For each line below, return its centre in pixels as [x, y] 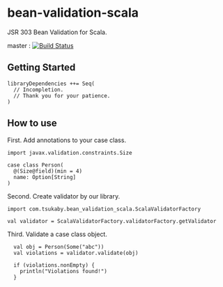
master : [19, 45]
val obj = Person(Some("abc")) [59, 247]
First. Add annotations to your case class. [67, 140]
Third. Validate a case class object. [57, 234]
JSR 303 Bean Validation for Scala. [57, 32]
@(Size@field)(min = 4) [48, 171]
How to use [32, 123]
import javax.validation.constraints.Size [70, 153]
